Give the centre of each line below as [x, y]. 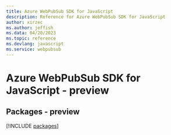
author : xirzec [25, 22]
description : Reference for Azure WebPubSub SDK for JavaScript [86, 17]
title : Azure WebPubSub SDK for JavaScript [60, 11]
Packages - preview [43, 112]
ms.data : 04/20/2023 [31, 33]
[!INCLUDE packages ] [32, 126]
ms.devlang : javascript [35, 44]
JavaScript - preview [58, 90]
